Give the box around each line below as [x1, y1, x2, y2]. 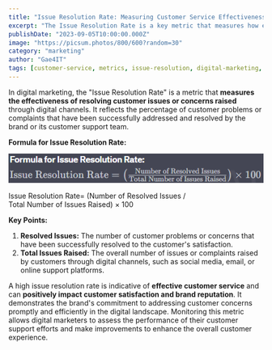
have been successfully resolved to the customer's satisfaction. [19, 239, 233, 249]
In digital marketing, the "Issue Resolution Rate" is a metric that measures [8, 87, 255, 97]
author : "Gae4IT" [8, 56, 67, 64]
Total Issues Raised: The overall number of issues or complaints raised [19, 247, 259, 258]
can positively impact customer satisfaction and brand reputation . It [8, 289, 242, 299]
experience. [8, 332, 49, 342]
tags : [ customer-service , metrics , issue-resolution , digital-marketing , [8, 65, 263, 73]
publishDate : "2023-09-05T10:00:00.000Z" [8, 30, 151, 38]
